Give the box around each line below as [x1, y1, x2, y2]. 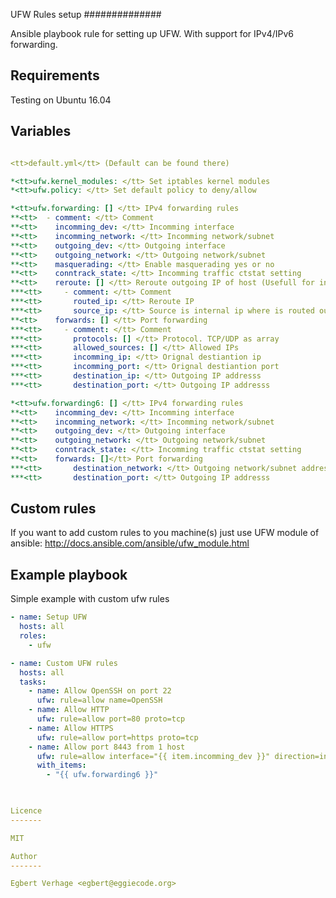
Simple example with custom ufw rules [10, 593, 170, 605]
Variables [10, 123, 72, 140]
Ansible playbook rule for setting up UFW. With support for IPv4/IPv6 [10, 28, 294, 39]
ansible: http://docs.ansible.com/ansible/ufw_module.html [10, 537, 250, 549]
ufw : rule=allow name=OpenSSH [36, 695, 163, 706]
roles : [19, 631, 47, 641]
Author [10, 851, 38, 861]
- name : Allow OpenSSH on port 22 [28, 686, 172, 696]
